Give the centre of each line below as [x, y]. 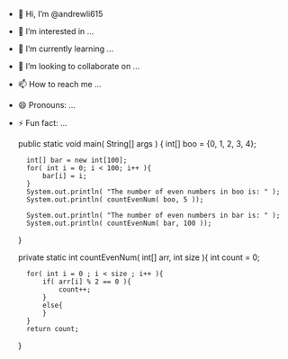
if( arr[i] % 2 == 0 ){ [87, 282]
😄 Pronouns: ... [47, 105]
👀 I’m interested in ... [56, 31]
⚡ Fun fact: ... [42, 123]
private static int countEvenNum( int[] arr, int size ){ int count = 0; [139, 257]
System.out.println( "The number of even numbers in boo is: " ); [153, 192]
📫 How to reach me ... [59, 84]
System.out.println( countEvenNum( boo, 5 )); [115, 200]
